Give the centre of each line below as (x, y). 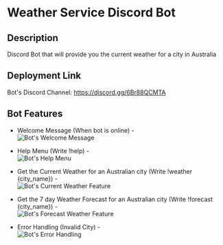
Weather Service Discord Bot (92, 13)
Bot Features (35, 114)
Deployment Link (44, 76)
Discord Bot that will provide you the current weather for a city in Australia (112, 54)
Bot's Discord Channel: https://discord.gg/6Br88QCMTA (86, 92)
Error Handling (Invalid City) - (59, 227)
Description (33, 38)
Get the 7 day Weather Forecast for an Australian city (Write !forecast (115, 199)
